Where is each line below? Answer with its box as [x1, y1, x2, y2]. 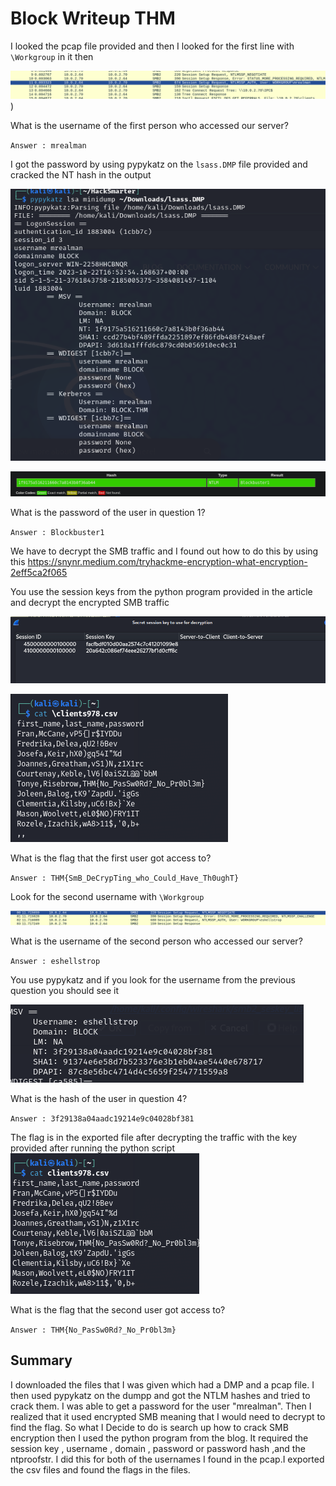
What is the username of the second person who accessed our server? [10, 935, 303, 947]
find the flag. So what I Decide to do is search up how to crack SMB [10, 1421, 289, 1433]
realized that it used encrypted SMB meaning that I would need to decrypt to [10, 1410, 326, 1422]
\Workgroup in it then [10, 50, 94, 62]
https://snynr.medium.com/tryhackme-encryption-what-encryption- [27, 555, 308, 567]
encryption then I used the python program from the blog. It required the [10, 1432, 309, 1444]
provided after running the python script [10, 1142, 176, 1154]
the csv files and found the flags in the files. [10, 1463, 191, 1476]
